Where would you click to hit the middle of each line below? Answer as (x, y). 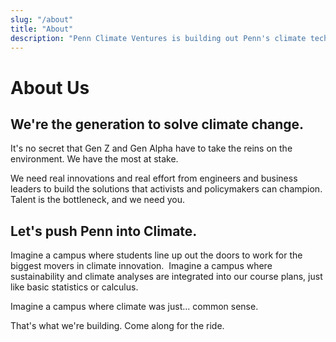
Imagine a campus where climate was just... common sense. (134, 307)
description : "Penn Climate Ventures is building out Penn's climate (158, 38)
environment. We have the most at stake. (94, 159)
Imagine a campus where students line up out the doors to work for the (156, 255)
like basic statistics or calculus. (74, 287)
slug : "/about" (42, 19)
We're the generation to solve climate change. (157, 124)
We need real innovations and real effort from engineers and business (154, 178)
